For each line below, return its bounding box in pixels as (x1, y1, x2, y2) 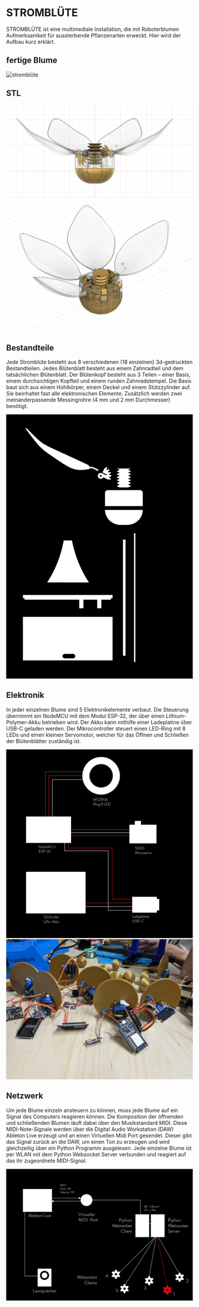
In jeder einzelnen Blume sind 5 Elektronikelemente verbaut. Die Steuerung (6, 706, 189, 713)
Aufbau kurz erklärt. (6, 38, 55, 45)
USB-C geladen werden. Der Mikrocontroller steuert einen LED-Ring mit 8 (6, 725, 186, 732)
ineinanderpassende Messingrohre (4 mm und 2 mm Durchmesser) (6, 396, 171, 403)
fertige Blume (6, 55, 57, 65)
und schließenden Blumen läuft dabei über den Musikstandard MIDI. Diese (6, 1119, 188, 1126)
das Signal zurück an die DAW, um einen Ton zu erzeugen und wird (6, 1138, 170, 1145)
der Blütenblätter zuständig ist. (6, 737, 81, 744)
